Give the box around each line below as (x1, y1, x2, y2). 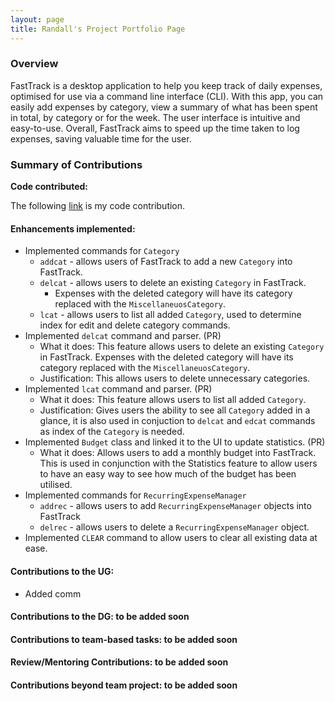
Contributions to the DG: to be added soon (10, 611, 190, 623)
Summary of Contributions (10, 157, 143, 171)
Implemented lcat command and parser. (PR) (24, 383, 213, 395)
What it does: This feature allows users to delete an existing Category (39, 341, 325, 353)
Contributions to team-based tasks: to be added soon (10, 633, 238, 645)
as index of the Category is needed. (39, 426, 185, 438)
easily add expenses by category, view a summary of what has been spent (10, 101, 318, 113)
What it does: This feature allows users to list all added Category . (39, 394, 307, 406)
